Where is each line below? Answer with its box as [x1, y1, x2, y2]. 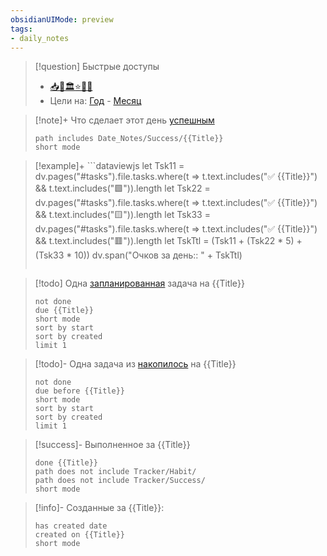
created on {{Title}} [34, 530, 125, 540]
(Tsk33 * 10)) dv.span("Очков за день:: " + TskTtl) [34, 249, 243, 261]
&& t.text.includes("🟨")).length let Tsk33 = [34, 209, 211, 221]
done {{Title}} [34, 458, 99, 468]
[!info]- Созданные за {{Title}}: [34, 502, 165, 514]
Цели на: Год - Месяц [49, 95, 142, 107]
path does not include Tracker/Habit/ [34, 467, 197, 477]
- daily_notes [10, 33, 70, 43]
